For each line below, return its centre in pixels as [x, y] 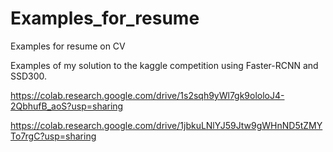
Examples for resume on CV [68, 46]
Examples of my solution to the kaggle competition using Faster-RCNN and [164, 65]
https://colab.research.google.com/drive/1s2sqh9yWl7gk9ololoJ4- [147, 95]
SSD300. [29, 76]
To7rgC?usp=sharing [53, 136]
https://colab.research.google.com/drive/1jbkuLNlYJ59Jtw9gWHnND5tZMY [166, 125]
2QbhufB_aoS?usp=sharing [67, 106]
